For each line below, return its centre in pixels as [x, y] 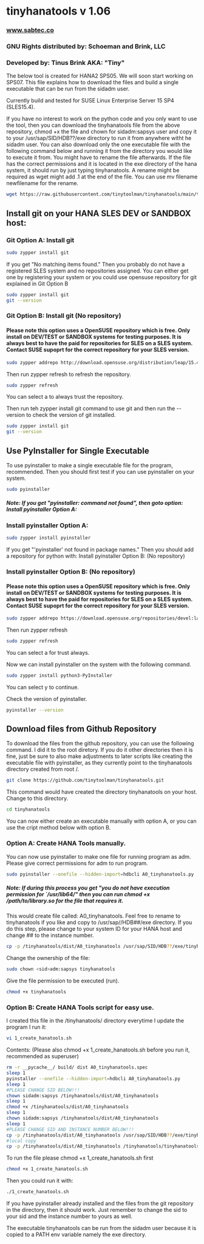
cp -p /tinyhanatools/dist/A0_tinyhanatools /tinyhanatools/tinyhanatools [103, 1146]
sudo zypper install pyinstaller [49, 538]
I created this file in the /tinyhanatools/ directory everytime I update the [95, 1021]
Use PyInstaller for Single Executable [78, 451]
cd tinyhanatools [28, 810]
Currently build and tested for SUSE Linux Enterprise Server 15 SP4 [90, 101]
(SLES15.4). [21, 107]
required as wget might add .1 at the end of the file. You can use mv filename [102, 177]
